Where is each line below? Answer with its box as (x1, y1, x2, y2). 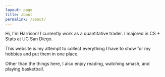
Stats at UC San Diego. (5, 36, 53, 42)
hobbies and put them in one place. (5, 51, 79, 57)
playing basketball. (5, 66, 44, 72)
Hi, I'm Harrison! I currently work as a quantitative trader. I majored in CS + (5, 31, 160, 37)
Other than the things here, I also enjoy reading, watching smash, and (5, 61, 150, 67)
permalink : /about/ (5, 17, 46, 22)
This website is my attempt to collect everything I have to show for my (5, 46, 151, 52)
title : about (5, 12, 33, 17)
